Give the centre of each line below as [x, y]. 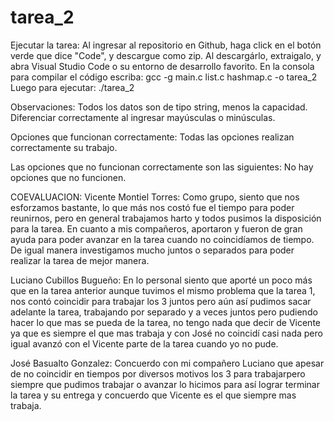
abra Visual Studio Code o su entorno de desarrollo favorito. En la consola [162, 66]
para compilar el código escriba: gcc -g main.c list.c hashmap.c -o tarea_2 [164, 77]
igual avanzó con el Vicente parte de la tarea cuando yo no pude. [144, 343]
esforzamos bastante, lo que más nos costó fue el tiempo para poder [152, 207]
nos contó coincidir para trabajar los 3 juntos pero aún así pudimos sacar [161, 301]
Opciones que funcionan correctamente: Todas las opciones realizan [152, 137]
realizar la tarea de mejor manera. [80, 260]
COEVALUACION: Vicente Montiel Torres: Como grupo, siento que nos [155, 197]
